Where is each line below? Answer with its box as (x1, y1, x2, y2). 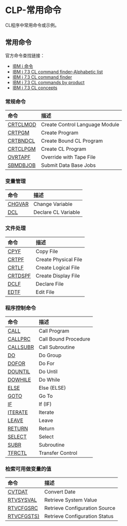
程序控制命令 (5, 304, 36, 311)
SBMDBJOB (7, 162, 36, 169)
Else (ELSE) (38, 384, 66, 391)
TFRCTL (7, 449, 27, 456)
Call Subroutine (38, 344, 75, 351)
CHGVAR (7, 201, 29, 208)
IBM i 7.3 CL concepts (12, 85, 57, 91)
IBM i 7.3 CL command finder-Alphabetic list (12, 69, 103, 75)
